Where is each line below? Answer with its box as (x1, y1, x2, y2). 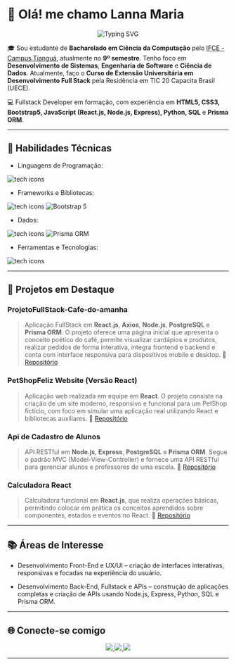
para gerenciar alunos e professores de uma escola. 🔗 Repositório (24, 463, 216, 471)
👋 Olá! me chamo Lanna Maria (7, 6, 185, 23)
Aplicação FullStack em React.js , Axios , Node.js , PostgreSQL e (24, 320, 211, 329)
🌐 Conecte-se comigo (7, 624, 106, 636)
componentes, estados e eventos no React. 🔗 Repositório (24, 511, 191, 520)
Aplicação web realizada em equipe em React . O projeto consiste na (24, 391, 223, 400)
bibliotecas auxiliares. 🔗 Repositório (24, 414, 128, 422)
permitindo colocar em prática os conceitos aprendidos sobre (24, 503, 204, 513)
